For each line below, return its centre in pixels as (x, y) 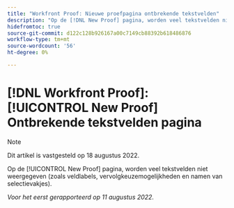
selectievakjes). (30, 183)
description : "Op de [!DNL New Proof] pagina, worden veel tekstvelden (113, 20)
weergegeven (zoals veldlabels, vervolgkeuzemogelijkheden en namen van (115, 176)
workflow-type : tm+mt (39, 40)
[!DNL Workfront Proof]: (78, 93)
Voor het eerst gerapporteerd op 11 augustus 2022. (81, 197)
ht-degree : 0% (28, 53)
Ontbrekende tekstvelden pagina (104, 123)
